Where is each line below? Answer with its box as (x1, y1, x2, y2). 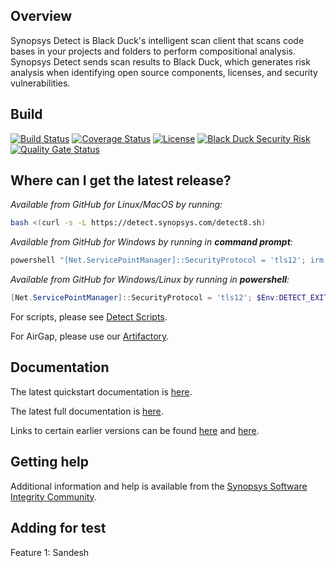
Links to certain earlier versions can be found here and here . (10, 424, 260, 436)
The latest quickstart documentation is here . (10, 385, 193, 398)
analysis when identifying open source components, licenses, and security (10, 66, 318, 78)
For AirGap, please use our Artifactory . (10, 330, 170, 343)
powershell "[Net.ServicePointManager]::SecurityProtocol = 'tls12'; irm (10, 255, 325, 266)
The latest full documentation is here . (10, 405, 164, 417)
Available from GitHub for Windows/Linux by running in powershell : (10, 274, 290, 286)
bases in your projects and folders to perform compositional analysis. (10, 45, 296, 57)
